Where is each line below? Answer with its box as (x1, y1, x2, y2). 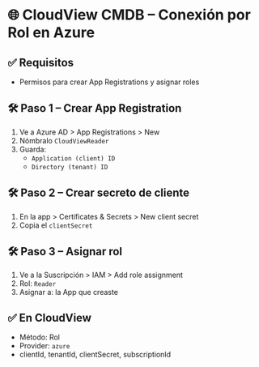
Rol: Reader (19, 279, 57, 288)
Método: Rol (19, 332, 60, 342)
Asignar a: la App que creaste (19, 288, 119, 297)
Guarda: (19, 144, 46, 154)
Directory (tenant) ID (31, 163, 108, 171)
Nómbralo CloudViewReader (19, 135, 109, 145)
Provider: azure (19, 341, 70, 351)
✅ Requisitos (7, 55, 74, 70)
